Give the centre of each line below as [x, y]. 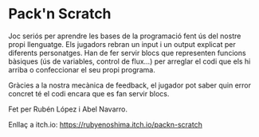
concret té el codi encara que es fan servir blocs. [89, 93]
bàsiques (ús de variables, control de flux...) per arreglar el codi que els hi [129, 61]
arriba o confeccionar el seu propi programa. [82, 69]
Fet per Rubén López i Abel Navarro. [68, 109]
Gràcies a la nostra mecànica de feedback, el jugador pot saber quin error [129, 85]
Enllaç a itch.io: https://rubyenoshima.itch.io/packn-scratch [106, 124]
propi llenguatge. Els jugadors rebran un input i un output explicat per [122, 44]
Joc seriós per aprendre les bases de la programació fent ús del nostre [125, 36]
